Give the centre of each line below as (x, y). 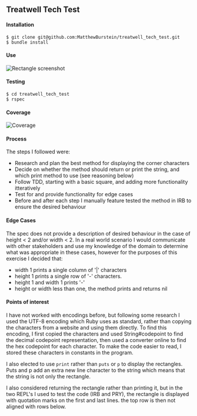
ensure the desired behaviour (50, 207)
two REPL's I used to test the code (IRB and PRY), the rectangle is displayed (98, 394)
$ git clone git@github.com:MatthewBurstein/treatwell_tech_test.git (93, 37)
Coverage (18, 112)
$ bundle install (27, 42)
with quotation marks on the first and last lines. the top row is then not (91, 400)
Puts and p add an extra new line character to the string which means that (96, 370)
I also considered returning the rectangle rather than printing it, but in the (95, 388)
